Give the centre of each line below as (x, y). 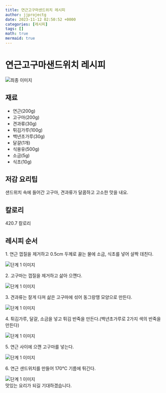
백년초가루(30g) (29, 136)
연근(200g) (24, 111)
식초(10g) (22, 162)
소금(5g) (21, 155)
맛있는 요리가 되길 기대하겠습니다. (39, 386)
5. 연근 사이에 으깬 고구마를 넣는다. (40, 347)
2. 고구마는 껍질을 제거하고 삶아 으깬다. (44, 276)
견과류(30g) (25, 124)
